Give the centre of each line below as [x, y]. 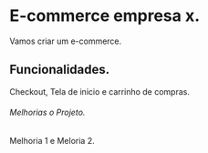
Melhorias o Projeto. [47, 112]
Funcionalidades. [60, 70]
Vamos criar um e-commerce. [66, 41]
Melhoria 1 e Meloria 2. [52, 140]
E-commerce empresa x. [105, 16]
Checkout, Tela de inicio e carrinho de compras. [99, 91]
